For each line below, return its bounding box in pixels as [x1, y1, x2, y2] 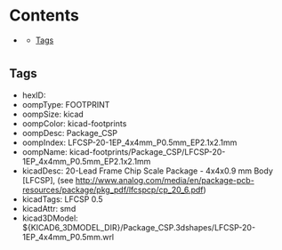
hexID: [21, 90, 46, 101]
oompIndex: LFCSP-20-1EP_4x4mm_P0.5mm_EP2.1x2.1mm [21, 137, 238, 148]
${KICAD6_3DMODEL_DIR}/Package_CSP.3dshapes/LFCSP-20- [21, 222, 256, 232]
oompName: [21, 146, 68, 157]
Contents [9, 5, 80, 26]
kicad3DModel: [21, 213, 78, 223]
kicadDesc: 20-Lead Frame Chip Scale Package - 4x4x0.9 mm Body [21, 165, 274, 176]
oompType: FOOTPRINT [21, 99, 110, 109]
